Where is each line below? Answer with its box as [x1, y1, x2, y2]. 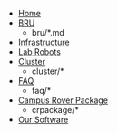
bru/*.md [31, 27, 65, 37]
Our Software [17, 114, 69, 125]
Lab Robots [17, 46, 62, 57]
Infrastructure [17, 36, 70, 47]
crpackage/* [31, 105, 80, 115]
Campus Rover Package [17, 95, 109, 106]
